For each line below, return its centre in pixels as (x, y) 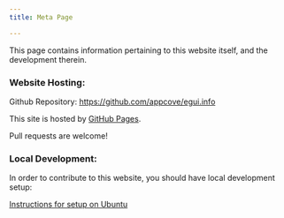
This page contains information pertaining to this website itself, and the (138, 50)
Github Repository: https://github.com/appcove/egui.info (112, 101)
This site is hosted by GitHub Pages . (75, 118)
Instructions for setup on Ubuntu (69, 205)
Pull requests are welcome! (58, 135)
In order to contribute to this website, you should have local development (142, 178)
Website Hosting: (47, 82)
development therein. (48, 59)
